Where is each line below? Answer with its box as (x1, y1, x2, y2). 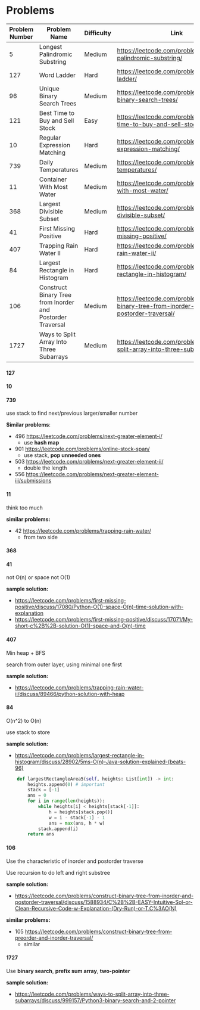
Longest (39, 42, 62, 51)
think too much (6, 504, 43, 511)
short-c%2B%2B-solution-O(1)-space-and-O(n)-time (14, 622, 146, 629)
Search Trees (39, 99, 77, 107)
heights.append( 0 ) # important (27, 781, 105, 787)
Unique (39, 84, 60, 92)
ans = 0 (27, 793, 46, 798)
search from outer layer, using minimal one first (6, 661, 122, 668)
